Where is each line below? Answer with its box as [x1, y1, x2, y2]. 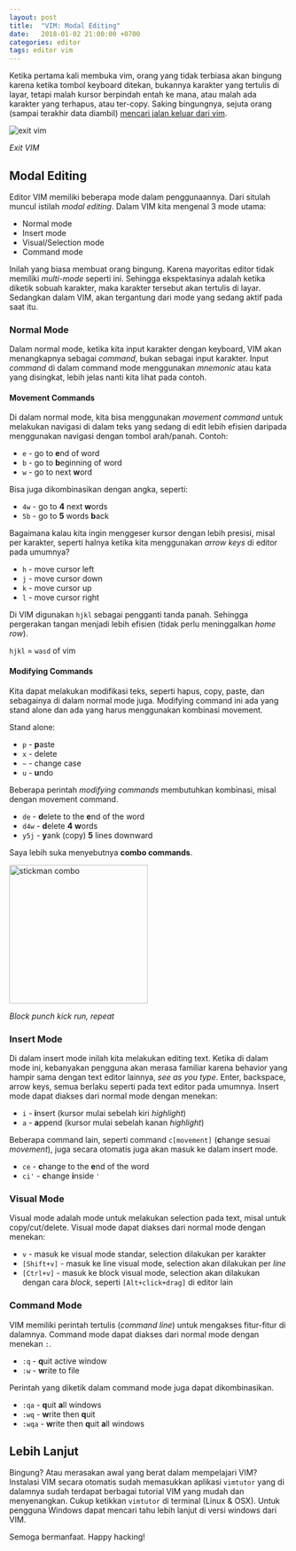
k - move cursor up [21, 583, 92, 594]
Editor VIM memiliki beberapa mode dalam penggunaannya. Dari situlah [9, 192, 270, 202]
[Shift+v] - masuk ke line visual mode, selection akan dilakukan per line [21, 1258, 286, 1269]
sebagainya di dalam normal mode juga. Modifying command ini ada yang [9, 695, 279, 705]
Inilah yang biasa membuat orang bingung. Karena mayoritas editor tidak [9, 264, 275, 274]
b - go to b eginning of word [21, 458, 122, 468]
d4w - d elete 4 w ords [21, 820, 98, 831]
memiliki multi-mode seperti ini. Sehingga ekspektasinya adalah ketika [9, 272, 266, 284]
